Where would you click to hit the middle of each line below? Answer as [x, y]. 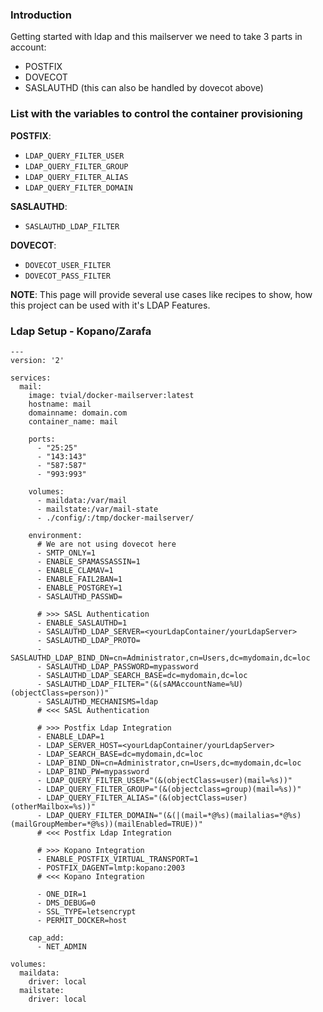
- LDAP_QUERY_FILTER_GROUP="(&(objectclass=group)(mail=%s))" [169, 789]
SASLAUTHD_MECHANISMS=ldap [102, 701]
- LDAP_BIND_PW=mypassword [93, 771]
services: [31, 378]
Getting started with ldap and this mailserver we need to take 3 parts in [156, 37]
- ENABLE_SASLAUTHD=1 [82, 623]
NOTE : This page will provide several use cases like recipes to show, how [161, 294]
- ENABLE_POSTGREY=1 [79, 588]
